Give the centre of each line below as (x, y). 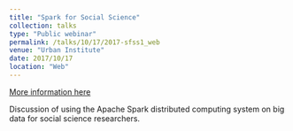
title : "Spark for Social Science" (75, 17)
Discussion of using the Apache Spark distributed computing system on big (147, 109)
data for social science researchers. (74, 118)
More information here (50, 92)
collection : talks (43, 26)
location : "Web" (39, 67)
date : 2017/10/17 (41, 58)
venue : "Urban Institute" (57, 50)
